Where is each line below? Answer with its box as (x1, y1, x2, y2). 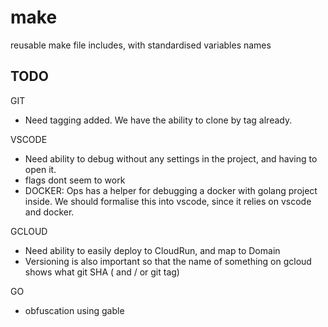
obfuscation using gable (24, 304, 125, 316)
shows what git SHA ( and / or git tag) (24, 266, 180, 278)
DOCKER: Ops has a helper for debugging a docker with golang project (24, 184, 318, 196)
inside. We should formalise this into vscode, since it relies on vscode (24, 195, 312, 207)
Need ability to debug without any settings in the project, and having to (24, 152, 318, 165)
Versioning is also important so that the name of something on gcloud (24, 255, 312, 267)
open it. (24, 163, 57, 175)
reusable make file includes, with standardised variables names (10, 39, 272, 51)
